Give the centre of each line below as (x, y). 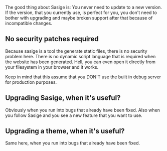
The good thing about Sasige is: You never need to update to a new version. (83, 7)
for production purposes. (31, 82)
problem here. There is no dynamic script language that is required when (80, 56)
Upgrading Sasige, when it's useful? (63, 98)
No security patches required (52, 39)
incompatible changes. (29, 23)
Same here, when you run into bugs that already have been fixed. (73, 143)
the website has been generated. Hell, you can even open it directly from (80, 62)
